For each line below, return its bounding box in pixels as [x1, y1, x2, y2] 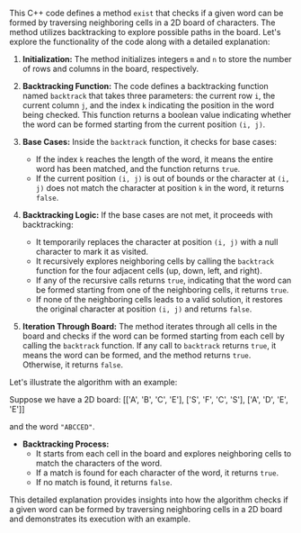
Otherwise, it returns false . [22, 359, 124, 370]
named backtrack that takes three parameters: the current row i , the [22, 90, 276, 101]
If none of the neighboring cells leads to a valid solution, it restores [35, 294, 283, 304]
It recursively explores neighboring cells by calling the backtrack [35, 256, 274, 266]
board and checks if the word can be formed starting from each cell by [22, 330, 285, 341]
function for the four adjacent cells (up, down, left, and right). [35, 266, 262, 276]
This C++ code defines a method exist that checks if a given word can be [9, 8, 284, 18]
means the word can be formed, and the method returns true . [22, 350, 252, 360]
